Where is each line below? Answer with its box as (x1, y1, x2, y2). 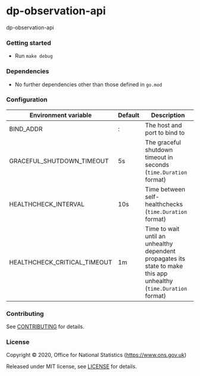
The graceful (145, 138, 182, 147)
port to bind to (145, 128, 185, 136)
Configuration (6, 95, 48, 104)
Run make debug (14, 52, 53, 60)
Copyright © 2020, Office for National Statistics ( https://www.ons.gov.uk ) (6, 352, 186, 359)
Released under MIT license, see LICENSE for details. (6, 363, 137, 370)
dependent (145, 247, 176, 255)
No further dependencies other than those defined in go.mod (14, 80, 162, 88)
